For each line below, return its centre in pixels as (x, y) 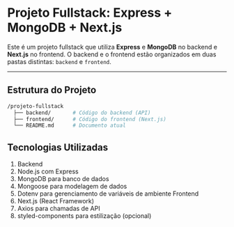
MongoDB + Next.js (65, 28)
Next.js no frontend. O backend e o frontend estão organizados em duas (112, 54)
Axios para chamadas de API (58, 209)
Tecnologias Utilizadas (58, 147)
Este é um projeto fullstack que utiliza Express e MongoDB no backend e (112, 47)
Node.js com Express (48, 171)
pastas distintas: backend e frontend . (59, 61)
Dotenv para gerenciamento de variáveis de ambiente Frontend (108, 194)
